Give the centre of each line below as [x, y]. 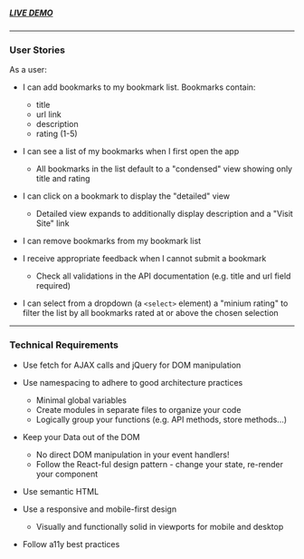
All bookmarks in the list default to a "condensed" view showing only [164, 169]
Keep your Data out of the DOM [81, 436]
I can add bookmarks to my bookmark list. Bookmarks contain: [139, 87]
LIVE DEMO [31, 13]
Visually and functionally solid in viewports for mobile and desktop [160, 526]
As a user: [28, 70]
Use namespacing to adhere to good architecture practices [133, 382]
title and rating [63, 179]
